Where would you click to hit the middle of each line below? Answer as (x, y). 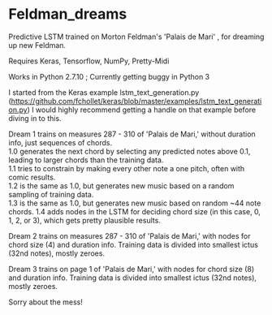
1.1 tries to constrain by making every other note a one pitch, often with (127, 168)
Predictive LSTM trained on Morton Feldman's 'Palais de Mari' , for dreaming (136, 37)
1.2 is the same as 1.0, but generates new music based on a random (121, 186)
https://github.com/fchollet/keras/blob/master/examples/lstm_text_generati (136, 101)
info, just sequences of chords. (60, 142)
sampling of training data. (51, 194)
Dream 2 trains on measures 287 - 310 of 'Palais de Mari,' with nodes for (130, 235)
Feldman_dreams (68, 14)
